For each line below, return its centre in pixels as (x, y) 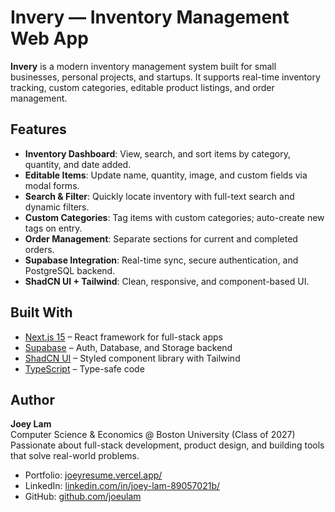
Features (38, 129)
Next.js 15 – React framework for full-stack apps (123, 337)
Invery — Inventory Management (150, 17)
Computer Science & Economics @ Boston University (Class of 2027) (153, 435)
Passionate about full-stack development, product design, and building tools (167, 445)
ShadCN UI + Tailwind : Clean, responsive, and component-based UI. (167, 281)
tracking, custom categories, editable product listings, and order (142, 87)
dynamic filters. (57, 207)
